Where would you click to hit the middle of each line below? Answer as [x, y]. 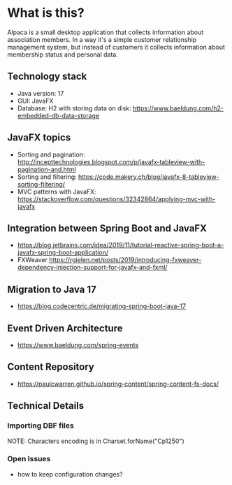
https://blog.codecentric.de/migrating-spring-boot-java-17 [102, 306]
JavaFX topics [39, 138]
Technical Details [46, 406]
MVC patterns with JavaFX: [57, 191]
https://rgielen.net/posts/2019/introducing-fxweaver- [125, 260]
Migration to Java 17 [52, 289]
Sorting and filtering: [47, 177]
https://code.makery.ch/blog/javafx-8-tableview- [149, 177]
